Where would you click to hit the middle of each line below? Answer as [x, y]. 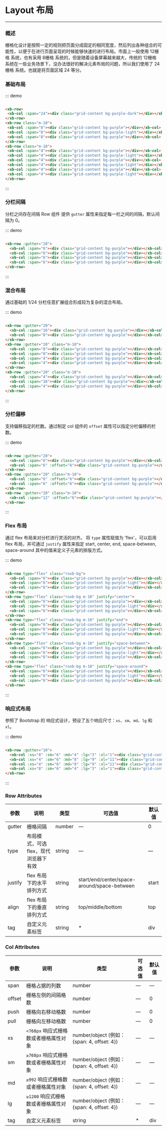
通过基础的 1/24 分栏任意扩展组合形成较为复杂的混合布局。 [65, 302]
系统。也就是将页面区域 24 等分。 [49, 70]
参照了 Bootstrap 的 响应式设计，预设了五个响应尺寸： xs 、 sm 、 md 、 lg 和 [79, 720]
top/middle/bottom [100, 907]
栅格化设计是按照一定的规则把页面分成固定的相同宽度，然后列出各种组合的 [81, 45]
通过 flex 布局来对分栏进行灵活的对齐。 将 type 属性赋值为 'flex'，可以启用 [81, 537]
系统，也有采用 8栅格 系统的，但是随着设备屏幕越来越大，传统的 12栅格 [83, 57]
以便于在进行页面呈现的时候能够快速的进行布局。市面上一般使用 [83, 51]
